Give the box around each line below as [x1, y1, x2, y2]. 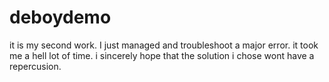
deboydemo [9, 6, 112, 29]
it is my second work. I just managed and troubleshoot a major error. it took [9, 39, 319, 51]
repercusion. [9, 60, 62, 72]
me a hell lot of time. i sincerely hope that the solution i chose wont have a [9, 49, 315, 61]
